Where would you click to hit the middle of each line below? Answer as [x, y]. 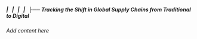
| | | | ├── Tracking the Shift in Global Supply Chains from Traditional [98, 9]
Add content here [28, 30]
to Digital [18, 15]
